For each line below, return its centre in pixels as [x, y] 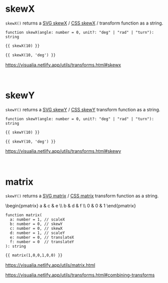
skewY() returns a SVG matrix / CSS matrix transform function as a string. [82, 196]
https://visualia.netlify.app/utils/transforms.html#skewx [63, 65]
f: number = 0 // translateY [42, 242]
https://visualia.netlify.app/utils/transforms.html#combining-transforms [80, 275]
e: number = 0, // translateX [42, 238]
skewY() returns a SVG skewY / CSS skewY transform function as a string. [83, 109]
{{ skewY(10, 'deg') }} [31, 141]
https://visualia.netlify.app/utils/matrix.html [50, 265]
